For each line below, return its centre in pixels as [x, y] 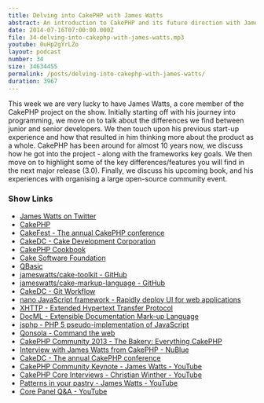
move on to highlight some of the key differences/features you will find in [126, 162]
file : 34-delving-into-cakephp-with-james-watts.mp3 [96, 37]
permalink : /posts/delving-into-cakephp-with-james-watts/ [107, 74]
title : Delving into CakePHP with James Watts [86, 15]
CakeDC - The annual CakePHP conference [90, 357]
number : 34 [26, 60]
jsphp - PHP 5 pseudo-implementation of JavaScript [104, 324]
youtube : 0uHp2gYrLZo [44, 45]
